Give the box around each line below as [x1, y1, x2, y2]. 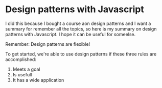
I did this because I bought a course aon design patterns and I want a [5, 20, 151, 26]
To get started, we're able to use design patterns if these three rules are [5, 51, 157, 57]
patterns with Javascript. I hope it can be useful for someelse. [5, 31, 136, 37]
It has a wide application [12, 77, 64, 83]
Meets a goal [12, 66, 40, 72]
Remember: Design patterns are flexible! [5, 41, 90, 47]
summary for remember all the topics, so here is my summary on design [5, 25, 157, 32]
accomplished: [5, 56, 37, 62]
